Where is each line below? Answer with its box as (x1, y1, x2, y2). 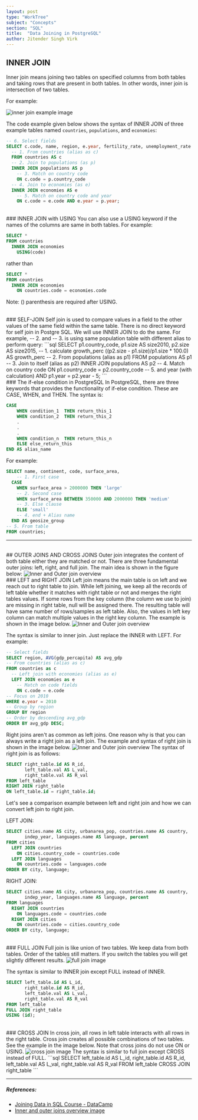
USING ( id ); (6, 1012, 35, 1019)
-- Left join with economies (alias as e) (11, 671, 117, 677)
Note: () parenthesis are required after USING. (6, 298, 118, 305)
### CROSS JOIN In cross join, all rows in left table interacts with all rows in (6, 1029, 190, 1036)
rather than (6, 260, 34, 267)
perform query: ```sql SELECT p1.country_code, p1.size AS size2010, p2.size (6, 341, 190, 348)
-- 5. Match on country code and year (16, 193, 112, 199)
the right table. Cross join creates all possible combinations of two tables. (6, 1036, 184, 1043)
